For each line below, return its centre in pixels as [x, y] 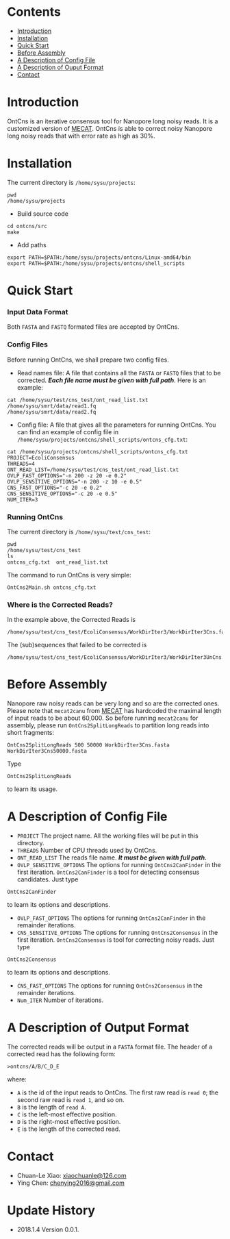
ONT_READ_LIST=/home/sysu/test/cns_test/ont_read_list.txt [93, 470]
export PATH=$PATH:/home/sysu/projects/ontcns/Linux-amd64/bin [99, 258]
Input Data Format [38, 312]
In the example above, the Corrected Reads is [71, 620]
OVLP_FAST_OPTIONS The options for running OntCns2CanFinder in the [111, 918]
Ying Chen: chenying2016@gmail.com [71, 1183]
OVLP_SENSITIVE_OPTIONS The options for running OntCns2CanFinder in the [119, 865]
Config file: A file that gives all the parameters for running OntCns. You [116, 425]
